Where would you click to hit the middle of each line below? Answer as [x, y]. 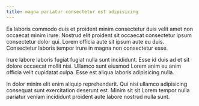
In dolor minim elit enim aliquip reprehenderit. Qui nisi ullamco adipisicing [97, 84]
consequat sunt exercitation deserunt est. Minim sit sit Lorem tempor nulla [98, 90]
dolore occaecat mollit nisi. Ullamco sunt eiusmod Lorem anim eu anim [94, 66]
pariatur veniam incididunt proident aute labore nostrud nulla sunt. [88, 96]
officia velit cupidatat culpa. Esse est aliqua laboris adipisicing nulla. [90, 72]
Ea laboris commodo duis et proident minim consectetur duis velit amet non [100, 29]
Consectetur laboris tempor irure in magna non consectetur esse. [87, 48]
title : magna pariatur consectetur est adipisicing [72, 12]
